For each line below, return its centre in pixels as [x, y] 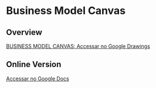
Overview [24, 32]
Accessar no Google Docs [38, 78]
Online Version [34, 64]
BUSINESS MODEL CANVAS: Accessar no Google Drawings [78, 46]
